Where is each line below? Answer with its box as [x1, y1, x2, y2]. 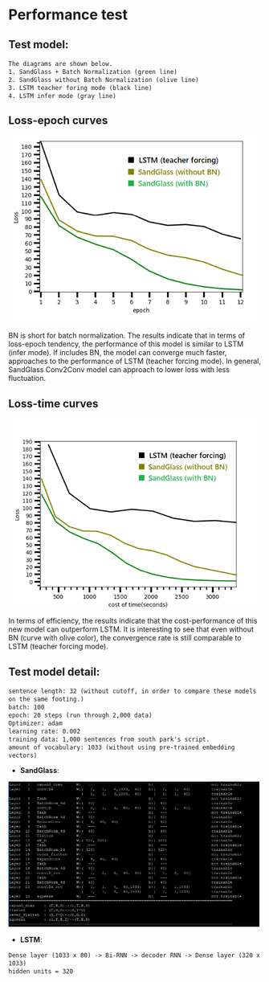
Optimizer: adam [8, 719, 63, 728]
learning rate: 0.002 [8, 727, 81, 736]
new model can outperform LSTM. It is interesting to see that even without [8, 624, 255, 634]
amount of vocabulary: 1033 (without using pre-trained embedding [8, 743, 235, 752]
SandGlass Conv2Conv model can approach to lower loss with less [8, 365, 230, 374]
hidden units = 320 [8, 968, 74, 976]
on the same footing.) [8, 695, 84, 704]
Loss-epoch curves [8, 114, 108, 128]
